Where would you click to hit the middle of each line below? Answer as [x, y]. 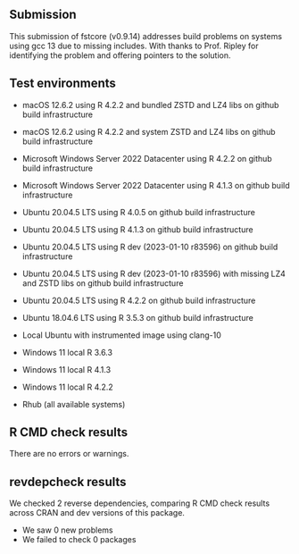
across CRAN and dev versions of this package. [97, 513]
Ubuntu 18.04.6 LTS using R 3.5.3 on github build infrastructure [138, 317]
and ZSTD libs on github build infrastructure [103, 283]
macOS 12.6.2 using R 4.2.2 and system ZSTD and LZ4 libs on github [149, 131]
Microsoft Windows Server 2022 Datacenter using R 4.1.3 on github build [156, 185]
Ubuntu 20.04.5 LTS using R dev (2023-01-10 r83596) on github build [150, 247]
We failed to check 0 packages [79, 540]
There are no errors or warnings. [69, 454]
